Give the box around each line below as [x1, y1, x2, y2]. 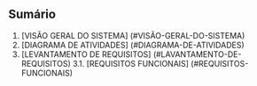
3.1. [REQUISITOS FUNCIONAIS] [73, 58, 190, 68]
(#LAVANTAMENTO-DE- [152, 48, 242, 60]
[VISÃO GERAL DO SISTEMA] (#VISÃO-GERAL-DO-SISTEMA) [20, 30, 245, 40]
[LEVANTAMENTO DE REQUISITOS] [20, 48, 152, 60]
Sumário [8, 7, 57, 22]
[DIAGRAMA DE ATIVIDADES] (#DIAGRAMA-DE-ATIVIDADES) [20, 39, 245, 50]
